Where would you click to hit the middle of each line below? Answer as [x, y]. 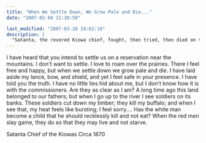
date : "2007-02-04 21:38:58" [44, 18]
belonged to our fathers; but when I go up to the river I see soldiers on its [99, 97]
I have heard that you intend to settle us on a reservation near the [89, 57]
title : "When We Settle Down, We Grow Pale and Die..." [79, 12]
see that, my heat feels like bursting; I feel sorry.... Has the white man [94, 109]
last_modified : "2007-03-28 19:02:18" [56, 29]
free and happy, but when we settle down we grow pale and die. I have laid [101, 70]
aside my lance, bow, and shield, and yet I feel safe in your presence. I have [102, 77]
